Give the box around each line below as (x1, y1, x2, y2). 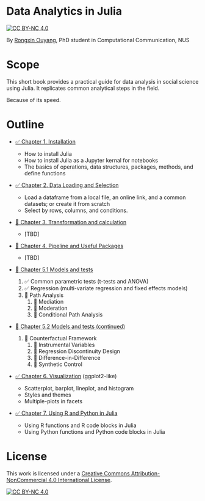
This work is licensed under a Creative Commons (6, 469, 130, 477)
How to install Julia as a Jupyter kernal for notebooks (24, 156, 159, 164)
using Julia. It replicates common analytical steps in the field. (6, 84, 160, 92)
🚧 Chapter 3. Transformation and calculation (15, 218, 127, 225)
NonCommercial (6, 476, 48, 483)
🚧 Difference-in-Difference (33, 354, 101, 361)
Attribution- (131, 469, 160, 477)
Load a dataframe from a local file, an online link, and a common (24, 194, 186, 201)
